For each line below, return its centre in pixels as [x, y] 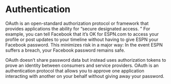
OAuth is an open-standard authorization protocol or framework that [77, 23]
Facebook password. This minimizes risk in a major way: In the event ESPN [84, 45]
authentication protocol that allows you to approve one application [75, 71]
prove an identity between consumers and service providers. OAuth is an [82, 65]
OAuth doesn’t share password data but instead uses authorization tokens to [86, 60]
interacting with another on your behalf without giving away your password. [85, 76]
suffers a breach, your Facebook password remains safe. [65, 50]
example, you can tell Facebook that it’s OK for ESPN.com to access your [82, 34]
